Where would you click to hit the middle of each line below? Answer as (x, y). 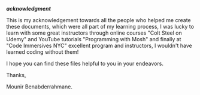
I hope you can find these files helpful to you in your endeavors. (85, 63)
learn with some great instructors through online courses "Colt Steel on (94, 33)
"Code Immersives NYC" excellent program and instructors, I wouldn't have (99, 45)
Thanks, (16, 75)
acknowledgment (28, 9)
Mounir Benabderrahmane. (40, 87)
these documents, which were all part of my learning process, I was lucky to (100, 27)
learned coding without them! (43, 52)
